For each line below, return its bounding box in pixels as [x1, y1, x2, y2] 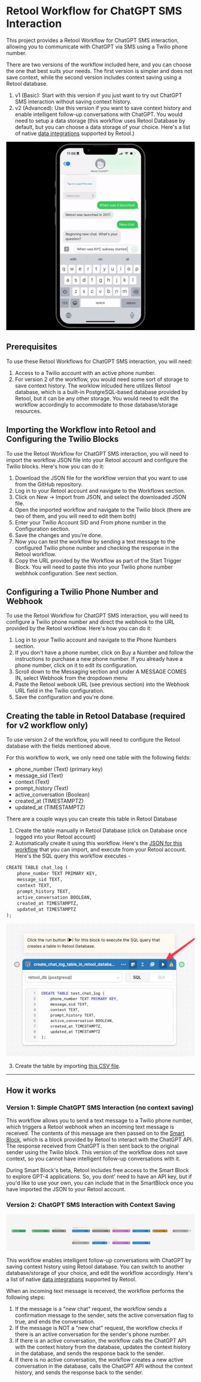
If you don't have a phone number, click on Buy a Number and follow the [14, 649, 194, 656]
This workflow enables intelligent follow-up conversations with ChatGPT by [6, 1256, 192, 1264]
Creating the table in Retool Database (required [6, 710, 185, 721]
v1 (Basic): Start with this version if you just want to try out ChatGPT [14, 91, 182, 99]
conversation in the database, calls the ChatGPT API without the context [14, 1362, 193, 1369]
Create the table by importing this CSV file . [14, 1063, 121, 1070]
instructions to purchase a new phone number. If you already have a [14, 655, 183, 663]
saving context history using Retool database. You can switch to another [6, 1263, 184, 1270]
